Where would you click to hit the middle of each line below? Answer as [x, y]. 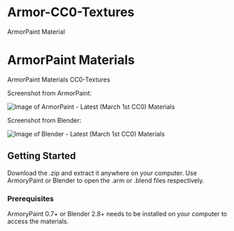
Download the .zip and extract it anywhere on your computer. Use [102, 173]
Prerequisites [30, 199]
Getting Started [42, 156]
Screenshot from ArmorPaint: [50, 93]
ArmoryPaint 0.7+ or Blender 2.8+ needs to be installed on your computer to [117, 213]
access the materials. [38, 221]
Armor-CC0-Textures [71, 12]
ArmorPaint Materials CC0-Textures [59, 79]
